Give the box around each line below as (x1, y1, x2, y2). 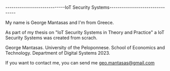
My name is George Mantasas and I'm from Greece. (5, 20, 114, 25)
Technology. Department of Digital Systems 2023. (5, 50, 111, 56)
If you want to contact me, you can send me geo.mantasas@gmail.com (5, 60, 155, 65)
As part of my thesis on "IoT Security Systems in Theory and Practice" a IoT (5, 29, 165, 35)
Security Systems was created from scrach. (5, 35, 98, 41)
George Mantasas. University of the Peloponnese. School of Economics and (5, 45, 165, 50)
